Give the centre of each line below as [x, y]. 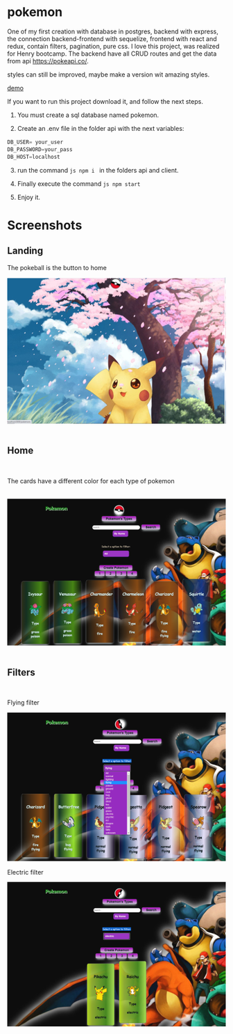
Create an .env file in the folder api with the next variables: [101, 128]
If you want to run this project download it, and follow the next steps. [105, 101]
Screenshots [45, 225]
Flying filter [23, 703]
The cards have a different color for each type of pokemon [91, 480]
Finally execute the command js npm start [79, 183]
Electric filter [25, 872]
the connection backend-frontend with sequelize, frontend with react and [112, 38]
